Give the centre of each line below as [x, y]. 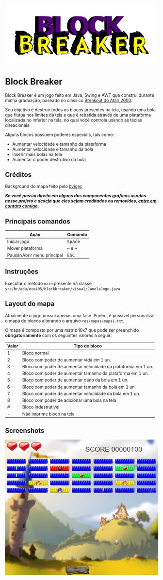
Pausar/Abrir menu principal [35, 255]
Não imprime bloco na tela [48, 414]
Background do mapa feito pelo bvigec [44, 187]
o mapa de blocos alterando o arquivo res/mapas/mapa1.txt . [65, 321]
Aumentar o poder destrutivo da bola [49, 159]
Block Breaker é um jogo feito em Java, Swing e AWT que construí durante [80, 95]
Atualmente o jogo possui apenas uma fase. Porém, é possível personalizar [80, 315]
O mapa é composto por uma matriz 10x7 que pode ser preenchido [72, 330]
